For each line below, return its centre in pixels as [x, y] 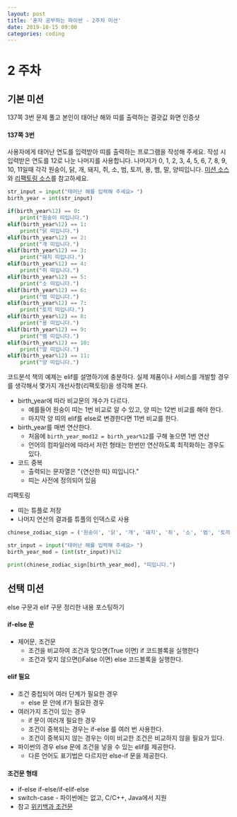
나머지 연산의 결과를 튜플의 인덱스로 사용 [73, 519]
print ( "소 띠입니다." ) [50, 284]
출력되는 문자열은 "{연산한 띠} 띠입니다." [83, 472]
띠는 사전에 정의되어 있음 [62, 480]
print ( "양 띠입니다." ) [50, 363]
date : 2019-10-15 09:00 [42, 27]
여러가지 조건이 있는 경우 [52, 711]
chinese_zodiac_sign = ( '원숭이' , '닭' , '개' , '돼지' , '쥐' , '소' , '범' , [111, 533]
